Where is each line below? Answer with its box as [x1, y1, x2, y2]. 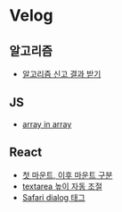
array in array [21, 118, 72, 130]
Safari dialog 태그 [21, 191, 86, 202]
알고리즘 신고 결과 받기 [21, 69, 102, 79]
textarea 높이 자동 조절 [21, 181, 102, 191]
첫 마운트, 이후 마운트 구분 [21, 169, 113, 180]
